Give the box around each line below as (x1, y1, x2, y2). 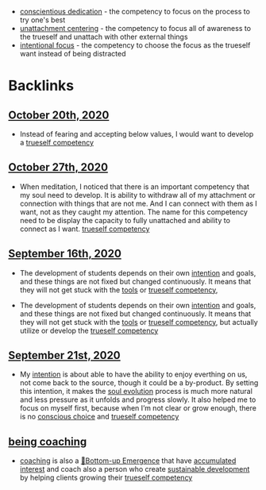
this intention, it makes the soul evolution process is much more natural (19, 387, 253, 396)
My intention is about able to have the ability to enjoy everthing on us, (19, 369, 248, 380)
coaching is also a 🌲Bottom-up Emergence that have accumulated (19, 456, 237, 465)
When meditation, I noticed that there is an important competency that (19, 182, 250, 191)
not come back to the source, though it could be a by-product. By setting (19, 378, 259, 388)
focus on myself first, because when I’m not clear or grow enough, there (19, 403, 256, 413)
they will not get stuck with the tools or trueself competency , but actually (19, 317, 258, 326)
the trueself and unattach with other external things (19, 32, 188, 41)
